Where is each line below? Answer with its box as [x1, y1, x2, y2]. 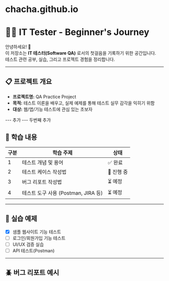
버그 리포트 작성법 [22, 178, 62, 185]
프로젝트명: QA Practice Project [12, 93, 76, 100]
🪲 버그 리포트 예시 [5, 268, 59, 277]
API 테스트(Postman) [12, 247, 55, 253]
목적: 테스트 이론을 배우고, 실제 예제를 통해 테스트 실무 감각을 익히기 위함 [12, 100, 155, 106]
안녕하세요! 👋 [5, 44, 31, 50]
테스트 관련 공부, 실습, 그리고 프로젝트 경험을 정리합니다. [5, 56, 115, 62]
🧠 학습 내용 [5, 133, 38, 142]
